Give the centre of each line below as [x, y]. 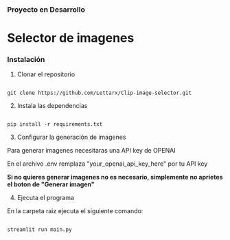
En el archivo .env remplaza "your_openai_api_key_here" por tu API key [107, 164]
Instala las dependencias [52, 106]
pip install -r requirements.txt [55, 124]
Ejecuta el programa [45, 198]
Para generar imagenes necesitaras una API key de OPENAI [92, 151]
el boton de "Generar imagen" [51, 184]
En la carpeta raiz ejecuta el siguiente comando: [75, 211]
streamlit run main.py [39, 230]
